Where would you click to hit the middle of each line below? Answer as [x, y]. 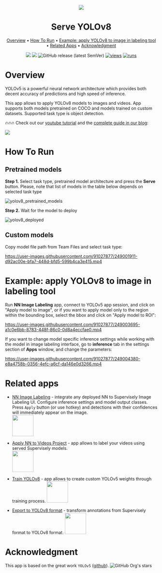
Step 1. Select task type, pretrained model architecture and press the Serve [80, 181]
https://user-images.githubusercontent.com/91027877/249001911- [71, 256]
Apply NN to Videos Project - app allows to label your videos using [78, 443]
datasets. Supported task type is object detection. [55, 113]
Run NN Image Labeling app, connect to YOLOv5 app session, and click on [80, 305]
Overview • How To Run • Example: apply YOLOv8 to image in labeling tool [81, 40]
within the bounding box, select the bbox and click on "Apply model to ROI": [81, 315]
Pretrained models [33, 170]
